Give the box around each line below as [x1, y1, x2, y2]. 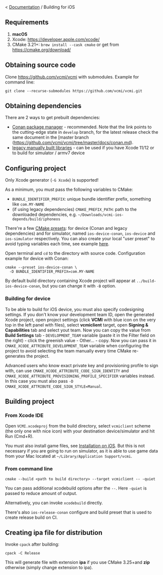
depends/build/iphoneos [12, 217, 61, 222]
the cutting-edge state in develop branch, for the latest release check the [12, 129, 159, 135]
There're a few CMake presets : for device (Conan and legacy [5, 226, 127, 231]
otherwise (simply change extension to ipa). [5, 565, 93, 571]
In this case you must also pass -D [5, 378, 74, 384]
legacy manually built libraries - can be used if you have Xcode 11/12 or [12, 145, 155, 151]
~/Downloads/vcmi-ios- [77, 212, 124, 218]
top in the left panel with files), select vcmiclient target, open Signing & [5, 322, 148, 328]
